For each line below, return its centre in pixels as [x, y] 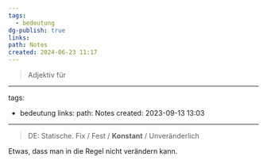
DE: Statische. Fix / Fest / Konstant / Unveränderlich [114, 136]
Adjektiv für [46, 75]
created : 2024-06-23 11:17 [53, 52]
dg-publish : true [37, 30]
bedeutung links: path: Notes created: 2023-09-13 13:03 [112, 113]
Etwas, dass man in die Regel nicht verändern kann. [93, 151]
